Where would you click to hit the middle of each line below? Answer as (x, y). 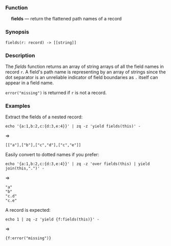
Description (20, 55)
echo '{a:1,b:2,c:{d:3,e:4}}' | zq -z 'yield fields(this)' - (73, 127)
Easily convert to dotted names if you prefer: (52, 155)
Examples (18, 106)
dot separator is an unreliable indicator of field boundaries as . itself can (82, 77)
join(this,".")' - (25, 168)
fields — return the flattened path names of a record (66, 19)
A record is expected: (28, 210)
